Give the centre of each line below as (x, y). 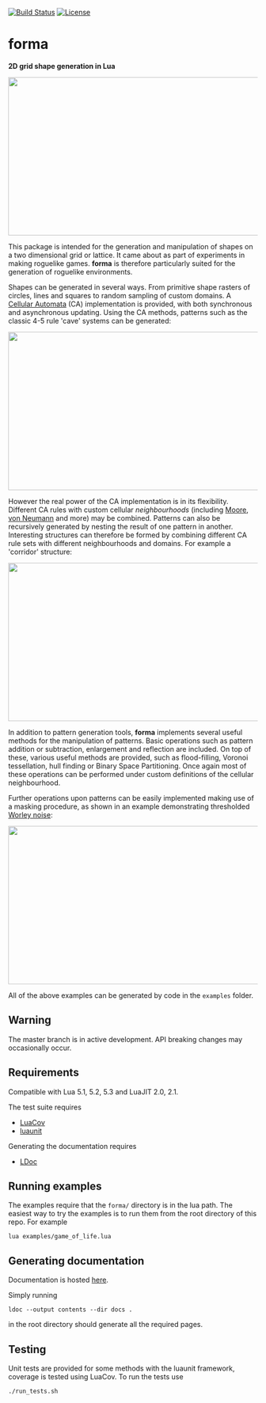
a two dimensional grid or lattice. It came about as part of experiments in (127, 255)
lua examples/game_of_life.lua (60, 1237)
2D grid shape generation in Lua (62, 66)
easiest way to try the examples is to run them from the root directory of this (133, 1214)
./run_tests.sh (33, 1391)
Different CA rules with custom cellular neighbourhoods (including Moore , (129, 510)
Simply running (33, 1295)
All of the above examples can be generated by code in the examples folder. (131, 995)
